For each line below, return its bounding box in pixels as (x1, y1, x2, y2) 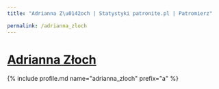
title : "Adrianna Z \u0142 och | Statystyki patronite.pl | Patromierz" (7, 10, 213, 17)
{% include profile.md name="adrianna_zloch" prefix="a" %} (7, 75, 179, 83)
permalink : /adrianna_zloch (7, 22, 88, 29)
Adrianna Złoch (7, 52, 97, 67)
